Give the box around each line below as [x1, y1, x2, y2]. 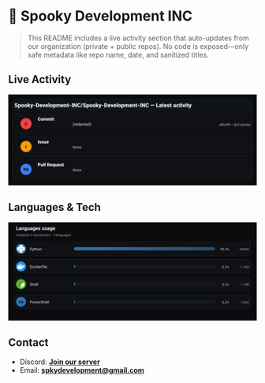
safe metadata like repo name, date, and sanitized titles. [27, 50, 209, 59]
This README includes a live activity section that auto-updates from [27, 33, 250, 43]
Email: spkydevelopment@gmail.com [19, 365, 144, 374]
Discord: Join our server [19, 357, 100, 366]
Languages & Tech [8, 201, 101, 214]
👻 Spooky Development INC [8, 7, 193, 25]
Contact [8, 336, 49, 350]
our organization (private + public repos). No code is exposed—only [27, 41, 249, 51]
